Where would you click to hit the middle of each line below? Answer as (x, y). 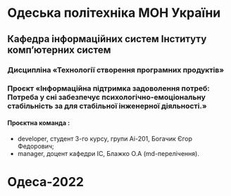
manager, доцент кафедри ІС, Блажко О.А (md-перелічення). (108, 153)
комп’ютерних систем (59, 50)
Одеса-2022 (46, 182)
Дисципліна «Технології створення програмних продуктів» (115, 70)
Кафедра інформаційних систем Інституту (107, 39)
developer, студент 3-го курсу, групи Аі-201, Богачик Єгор (105, 138)
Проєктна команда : (39, 123)
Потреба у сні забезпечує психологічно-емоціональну (107, 98)
